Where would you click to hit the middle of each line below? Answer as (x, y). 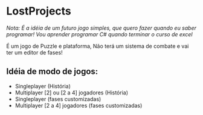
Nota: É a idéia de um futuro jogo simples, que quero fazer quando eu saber (101, 28)
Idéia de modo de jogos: (52, 72)
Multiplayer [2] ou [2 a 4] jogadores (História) (72, 93)
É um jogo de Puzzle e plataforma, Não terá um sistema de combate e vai (98, 46)
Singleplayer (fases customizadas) (58, 99)
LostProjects (39, 11)
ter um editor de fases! (34, 52)
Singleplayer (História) (43, 86)
